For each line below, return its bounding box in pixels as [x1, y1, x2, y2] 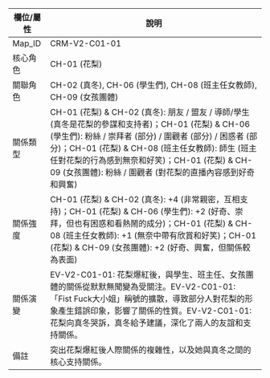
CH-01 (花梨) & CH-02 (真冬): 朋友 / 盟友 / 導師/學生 [49, 107, 250, 117]
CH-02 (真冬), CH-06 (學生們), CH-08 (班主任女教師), [49, 79, 257, 91]
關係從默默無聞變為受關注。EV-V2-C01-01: [65, 281, 235, 292]
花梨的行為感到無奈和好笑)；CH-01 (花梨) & [65, 155, 234, 165]
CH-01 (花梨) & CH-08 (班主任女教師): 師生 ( [69, 143, 241, 153]
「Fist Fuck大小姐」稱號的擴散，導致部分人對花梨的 [49, 293, 245, 304]
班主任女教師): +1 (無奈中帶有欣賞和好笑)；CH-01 [65, 230, 257, 241]
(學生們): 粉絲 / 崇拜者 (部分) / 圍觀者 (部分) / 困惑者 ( [49, 131, 250, 141]
